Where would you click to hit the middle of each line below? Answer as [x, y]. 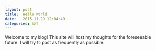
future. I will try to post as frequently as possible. [55, 43]
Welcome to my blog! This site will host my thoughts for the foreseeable [78, 37]
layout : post [19, 10]
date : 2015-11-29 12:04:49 [35, 19]
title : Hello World [26, 14]
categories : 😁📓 [21, 23]
